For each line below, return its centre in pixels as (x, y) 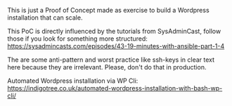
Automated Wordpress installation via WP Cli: (73, 81)
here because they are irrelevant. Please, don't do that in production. (107, 67)
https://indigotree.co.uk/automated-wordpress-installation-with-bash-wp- (115, 88)
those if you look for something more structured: (77, 39)
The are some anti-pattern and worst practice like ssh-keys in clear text (111, 60)
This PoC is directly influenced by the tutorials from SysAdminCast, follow (114, 31)
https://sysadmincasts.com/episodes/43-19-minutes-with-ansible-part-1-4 (116, 46)
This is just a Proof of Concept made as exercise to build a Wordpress (108, 10)
